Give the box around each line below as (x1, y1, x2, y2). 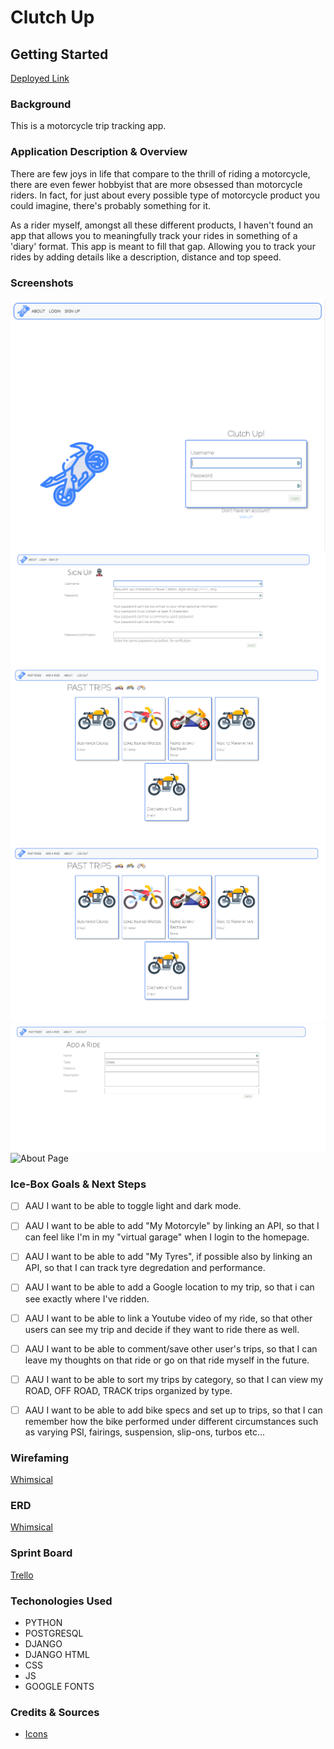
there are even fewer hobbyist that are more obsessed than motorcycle (10, 178, 303, 190)
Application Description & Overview (10, 145, 188, 159)
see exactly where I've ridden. (24, 1292, 150, 1305)
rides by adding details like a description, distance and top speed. (10, 251, 282, 263)
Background (10, 97, 72, 111)
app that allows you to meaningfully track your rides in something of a (10, 229, 298, 241)
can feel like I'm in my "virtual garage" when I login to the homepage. (24, 1231, 310, 1243)
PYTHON (24, 1616, 63, 1628)
